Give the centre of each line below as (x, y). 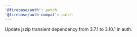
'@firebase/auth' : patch (31, 10)
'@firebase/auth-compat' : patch (39, 15)
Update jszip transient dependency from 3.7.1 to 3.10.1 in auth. (68, 29)
